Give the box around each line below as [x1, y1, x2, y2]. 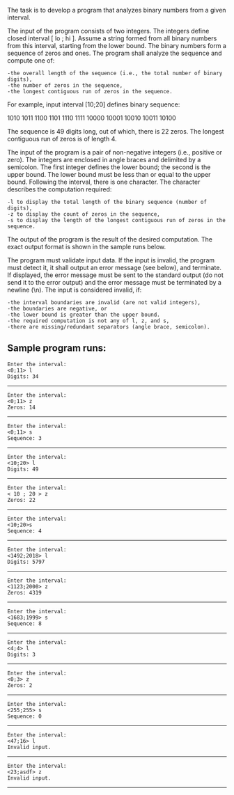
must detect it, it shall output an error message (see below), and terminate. [7, 264, 221, 271]
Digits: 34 [7, 372, 39, 380]
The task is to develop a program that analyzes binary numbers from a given [7, 6, 226, 14]
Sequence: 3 [7, 434, 42, 441]
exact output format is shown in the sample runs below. [7, 243, 166, 251]
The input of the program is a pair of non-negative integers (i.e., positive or [7, 148, 223, 156]
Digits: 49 [7, 466, 39, 473]
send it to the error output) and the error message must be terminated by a [7, 278, 221, 286]
